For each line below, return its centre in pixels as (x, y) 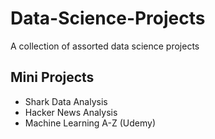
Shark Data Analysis (66, 101)
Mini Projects (52, 77)
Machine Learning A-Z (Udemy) (90, 123)
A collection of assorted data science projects (105, 46)
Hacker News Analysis (71, 112)
